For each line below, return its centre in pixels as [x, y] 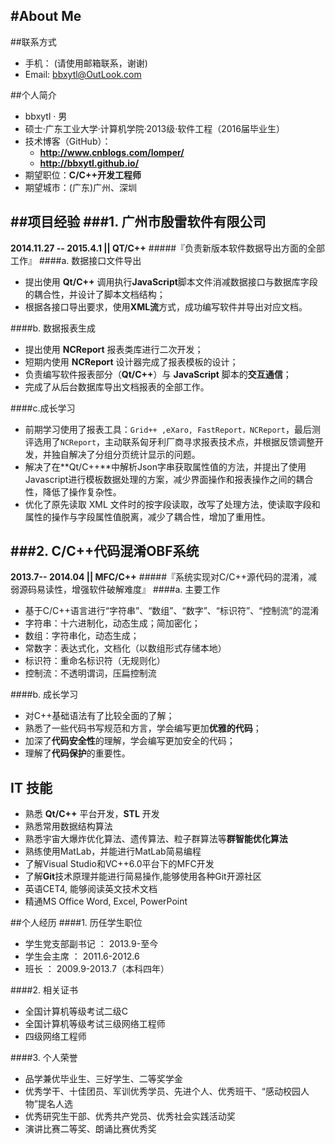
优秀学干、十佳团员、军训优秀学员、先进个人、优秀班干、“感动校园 [162, 1091]
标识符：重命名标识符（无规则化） [95, 661]
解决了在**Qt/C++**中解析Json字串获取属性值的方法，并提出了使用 [165, 466]
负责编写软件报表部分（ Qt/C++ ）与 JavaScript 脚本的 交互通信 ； [158, 374]
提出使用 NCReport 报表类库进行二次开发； [114, 349]
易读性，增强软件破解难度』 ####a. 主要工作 [128, 590]
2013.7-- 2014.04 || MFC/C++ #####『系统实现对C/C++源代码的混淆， [159, 577]
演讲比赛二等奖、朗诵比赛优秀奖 [90, 1129]
